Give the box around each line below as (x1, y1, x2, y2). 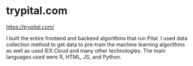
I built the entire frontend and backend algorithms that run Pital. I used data (6, 34, 188, 41)
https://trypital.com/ (6, 23, 55, 30)
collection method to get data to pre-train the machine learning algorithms (6, 41, 185, 48)
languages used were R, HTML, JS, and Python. (6, 53, 122, 60)
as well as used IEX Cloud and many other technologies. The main (6, 47, 166, 54)
